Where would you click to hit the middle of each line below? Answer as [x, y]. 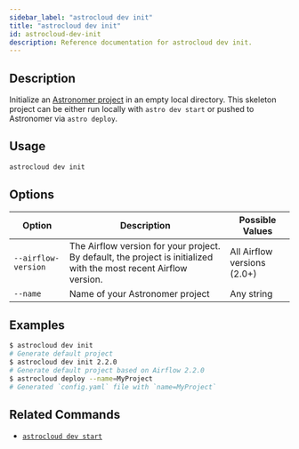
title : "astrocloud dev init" [65, 26]
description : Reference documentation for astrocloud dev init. [131, 42]
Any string [251, 293]
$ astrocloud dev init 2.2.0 [63, 362]
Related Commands [65, 415]
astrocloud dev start [62, 437]
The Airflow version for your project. [145, 245]
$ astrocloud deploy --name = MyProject [81, 379]
